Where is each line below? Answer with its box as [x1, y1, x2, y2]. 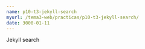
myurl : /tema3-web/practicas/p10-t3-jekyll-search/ [6, 14, 139, 20]
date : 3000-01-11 [6, 20, 50, 26]
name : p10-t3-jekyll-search [6, 8, 77, 15]
